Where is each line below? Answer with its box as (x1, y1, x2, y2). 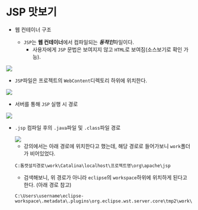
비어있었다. (30, 150, 56, 157)
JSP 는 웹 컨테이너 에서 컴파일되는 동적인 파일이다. (23, 38, 134, 45)
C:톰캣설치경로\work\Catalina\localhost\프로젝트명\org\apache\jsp (14, 163, 171, 169)
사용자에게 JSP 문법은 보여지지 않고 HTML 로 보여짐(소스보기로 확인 (32, 45, 183, 53)
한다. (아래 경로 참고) (23, 181, 72, 188)
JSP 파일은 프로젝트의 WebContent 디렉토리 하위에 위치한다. (14, 77, 148, 84)
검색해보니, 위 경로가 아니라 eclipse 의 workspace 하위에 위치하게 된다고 (23, 173, 188, 181)
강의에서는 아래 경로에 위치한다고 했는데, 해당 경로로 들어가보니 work (23, 142, 181, 149)
